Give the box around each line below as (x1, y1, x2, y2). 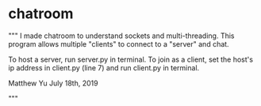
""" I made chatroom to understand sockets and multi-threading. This (8, 31, 235, 40)
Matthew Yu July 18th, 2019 (8, 78, 98, 88)
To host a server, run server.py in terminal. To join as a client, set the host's (8, 55, 254, 64)
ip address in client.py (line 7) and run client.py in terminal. (8, 62, 200, 72)
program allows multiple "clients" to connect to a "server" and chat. (8, 39, 229, 48)
